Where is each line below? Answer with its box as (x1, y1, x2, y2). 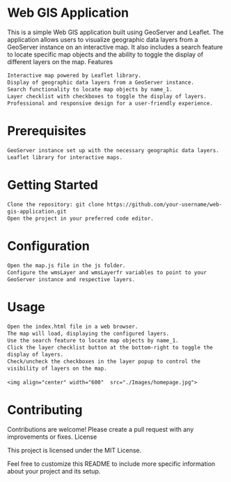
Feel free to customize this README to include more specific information (7, 459, 216, 468)
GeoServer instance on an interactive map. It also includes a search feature (7, 43, 223, 51)
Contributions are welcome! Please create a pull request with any (7, 425, 194, 433)
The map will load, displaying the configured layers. (7, 330, 170, 337)
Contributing (7, 402, 83, 418)
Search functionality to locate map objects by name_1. (7, 86, 173, 93)
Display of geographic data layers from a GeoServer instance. (7, 79, 195, 86)
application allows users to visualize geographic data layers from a (7, 35, 198, 43)
